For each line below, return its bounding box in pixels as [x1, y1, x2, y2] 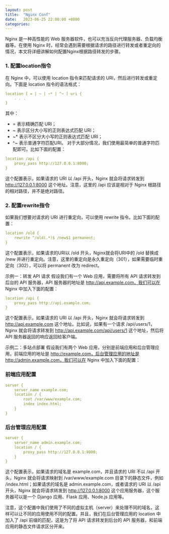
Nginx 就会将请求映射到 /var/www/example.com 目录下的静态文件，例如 [14, 475, 163, 481]
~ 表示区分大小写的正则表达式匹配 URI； [12, 127, 97, 134]
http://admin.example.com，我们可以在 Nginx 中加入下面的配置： [5, 357, 141, 363]
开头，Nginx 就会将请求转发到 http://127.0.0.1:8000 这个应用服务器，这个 [5, 488, 155, 494]
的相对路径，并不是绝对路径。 [5, 188, 67, 194]
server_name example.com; [14, 387, 69, 392]
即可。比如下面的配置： [17, 146, 66, 152]
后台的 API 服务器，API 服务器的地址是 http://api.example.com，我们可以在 [5, 279, 160, 285]
